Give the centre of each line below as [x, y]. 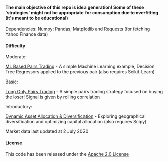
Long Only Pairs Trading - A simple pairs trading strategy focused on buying [84, 92]
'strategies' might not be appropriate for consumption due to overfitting [82, 12]
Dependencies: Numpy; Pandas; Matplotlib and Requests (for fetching [78, 29]
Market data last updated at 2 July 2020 [47, 131]
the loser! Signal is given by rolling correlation [53, 97]
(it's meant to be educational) [37, 18]
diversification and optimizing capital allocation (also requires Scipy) [76, 122]
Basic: [12, 82]
